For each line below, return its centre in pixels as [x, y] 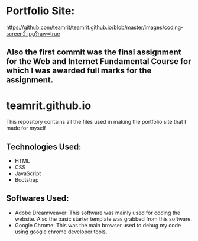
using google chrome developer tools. [61, 232]
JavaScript [28, 173]
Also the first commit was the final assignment [94, 52]
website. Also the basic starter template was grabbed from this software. [103, 219]
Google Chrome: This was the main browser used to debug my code [98, 225]
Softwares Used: [38, 199]
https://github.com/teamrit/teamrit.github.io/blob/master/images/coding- [95, 27]
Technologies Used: [44, 147]
